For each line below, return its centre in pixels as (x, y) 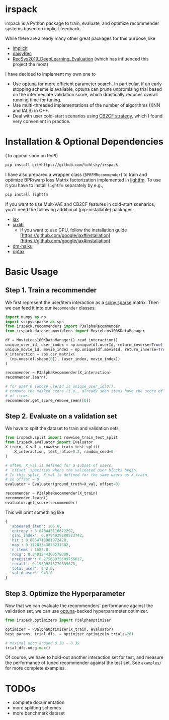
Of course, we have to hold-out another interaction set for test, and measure (84, 657)
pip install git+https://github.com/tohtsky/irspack (62, 165)
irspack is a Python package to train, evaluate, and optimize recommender (82, 23)
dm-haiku (22, 246)
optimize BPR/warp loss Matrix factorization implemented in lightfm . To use (83, 179)
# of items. (18, 396)
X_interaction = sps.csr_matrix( (40, 354)
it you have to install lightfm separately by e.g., (54, 185)
